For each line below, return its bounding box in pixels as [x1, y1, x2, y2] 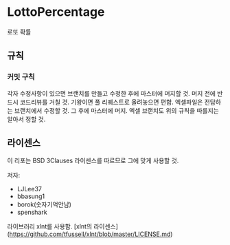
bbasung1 [16, 192, 45, 200]
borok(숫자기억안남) [16, 200, 72, 209]
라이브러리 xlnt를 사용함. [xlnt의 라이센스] [7, 222, 119, 231]
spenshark [16, 208, 47, 217]
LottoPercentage [7, 4, 105, 20]
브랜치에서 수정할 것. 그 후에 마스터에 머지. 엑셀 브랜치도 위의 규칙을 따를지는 [14, 106, 220, 114]
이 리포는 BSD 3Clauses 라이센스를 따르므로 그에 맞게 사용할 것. [7, 156, 179, 165]
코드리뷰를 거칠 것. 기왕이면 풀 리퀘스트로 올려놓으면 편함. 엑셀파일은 [19, 98, 203, 106]
